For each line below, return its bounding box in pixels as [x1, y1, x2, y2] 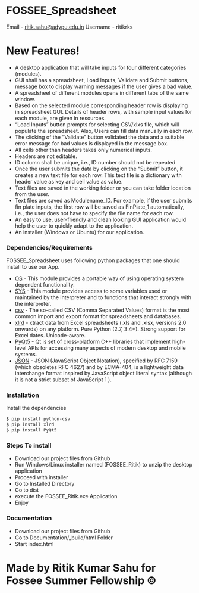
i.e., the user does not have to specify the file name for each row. [14, 209, 174, 216]
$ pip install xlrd [6, 421, 55, 428]
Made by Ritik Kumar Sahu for [6, 561, 156, 575]
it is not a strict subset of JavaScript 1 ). [14, 376, 112, 383]
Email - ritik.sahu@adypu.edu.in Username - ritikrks [6, 23, 133, 30]
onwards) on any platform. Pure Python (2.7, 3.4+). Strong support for [14, 325, 186, 333]
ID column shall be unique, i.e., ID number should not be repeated [14, 159, 176, 166]
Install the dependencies [6, 405, 67, 412]
